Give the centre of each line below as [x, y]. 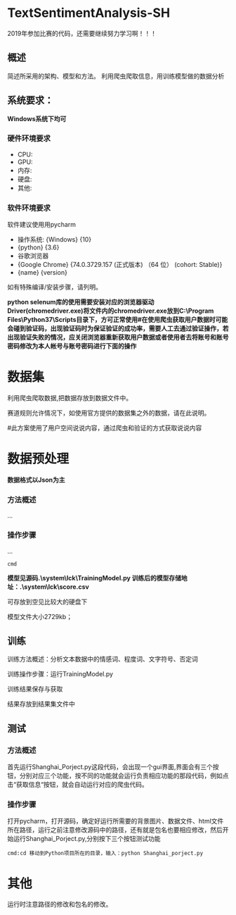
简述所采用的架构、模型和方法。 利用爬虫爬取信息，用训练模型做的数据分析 [116, 76]
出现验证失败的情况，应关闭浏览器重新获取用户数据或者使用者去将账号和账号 [118, 337]
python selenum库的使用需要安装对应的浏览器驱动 [81, 302]
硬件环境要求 [29, 139]
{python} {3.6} [38, 247]
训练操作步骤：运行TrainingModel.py [60, 674]
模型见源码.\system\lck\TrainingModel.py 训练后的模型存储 [94, 578]
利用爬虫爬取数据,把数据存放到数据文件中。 [70, 398]
